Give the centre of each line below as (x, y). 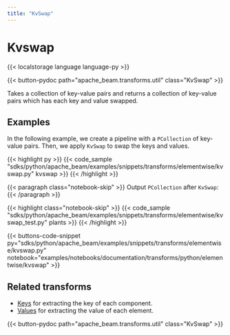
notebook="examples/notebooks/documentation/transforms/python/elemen (115, 258)
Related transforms (49, 287)
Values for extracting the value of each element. (85, 311)
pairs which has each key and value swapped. (73, 100)
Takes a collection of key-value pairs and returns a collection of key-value (112, 93)
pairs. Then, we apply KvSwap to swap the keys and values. (107, 146)
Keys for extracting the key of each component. (85, 303)
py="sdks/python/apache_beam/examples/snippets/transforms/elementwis (114, 243)
